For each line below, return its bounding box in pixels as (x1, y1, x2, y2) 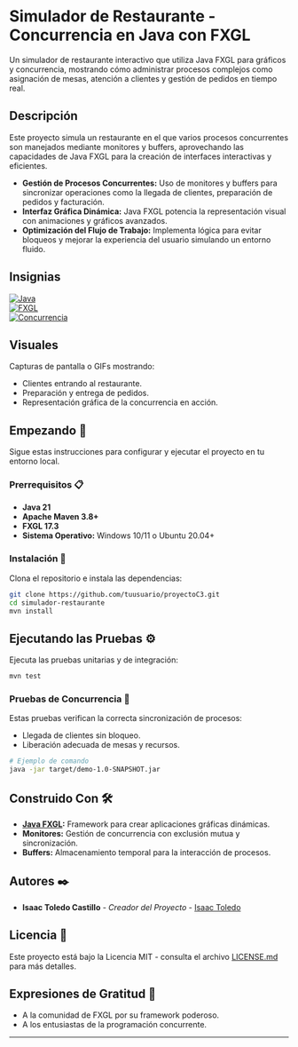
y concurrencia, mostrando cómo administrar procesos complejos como (9, 64, 273, 75)
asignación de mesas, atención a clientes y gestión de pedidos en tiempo (9, 73, 278, 83)
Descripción (9, 108, 78, 123)
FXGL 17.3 (21, 521, 59, 532)
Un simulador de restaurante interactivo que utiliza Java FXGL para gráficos (9, 54, 286, 65)
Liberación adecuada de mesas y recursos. (21, 740, 180, 750)
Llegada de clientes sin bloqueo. (21, 730, 141, 741)
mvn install (9, 607, 53, 615)
